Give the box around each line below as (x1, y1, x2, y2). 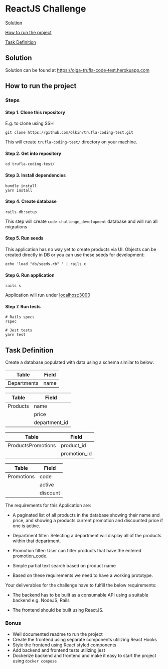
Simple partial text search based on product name (12, 563, 116, 569)
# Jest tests (5, 328, 33, 333)
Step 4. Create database (5, 198, 57, 204)
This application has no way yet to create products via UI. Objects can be (5, 246, 156, 253)
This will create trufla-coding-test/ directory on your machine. (5, 139, 137, 145)
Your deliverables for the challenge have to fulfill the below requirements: (5, 582, 156, 589)
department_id (34, 419, 69, 426)
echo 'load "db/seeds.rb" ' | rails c (5, 262, 86, 267)
